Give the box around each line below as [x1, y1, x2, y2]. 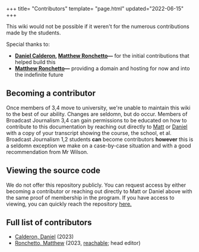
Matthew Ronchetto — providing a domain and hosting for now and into [14, 65, 190, 72]
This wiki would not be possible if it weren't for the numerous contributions [6, 23, 189, 30]
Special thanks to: [6, 41, 50, 48]
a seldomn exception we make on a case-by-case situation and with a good [6, 142, 191, 149]
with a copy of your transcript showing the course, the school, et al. [6, 129, 172, 136]
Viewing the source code [6, 166, 101, 176]
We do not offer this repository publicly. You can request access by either [6, 181, 187, 188]
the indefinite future [14, 71, 64, 78]
